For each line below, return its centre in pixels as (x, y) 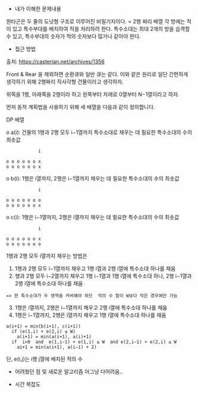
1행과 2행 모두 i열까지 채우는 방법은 (47, 256)
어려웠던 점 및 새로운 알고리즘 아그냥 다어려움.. (69, 372)
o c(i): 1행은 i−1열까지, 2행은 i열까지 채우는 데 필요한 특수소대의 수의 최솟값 (93, 217)
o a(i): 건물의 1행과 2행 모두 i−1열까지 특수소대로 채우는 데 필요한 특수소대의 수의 (99, 132)
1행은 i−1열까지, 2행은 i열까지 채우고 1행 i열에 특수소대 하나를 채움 (90, 315)
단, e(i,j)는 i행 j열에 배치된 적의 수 (45, 359)
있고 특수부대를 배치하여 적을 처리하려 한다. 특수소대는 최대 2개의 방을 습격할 (101, 29)
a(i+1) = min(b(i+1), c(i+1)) (44, 326)
